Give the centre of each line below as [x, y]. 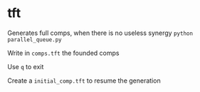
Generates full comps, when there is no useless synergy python [100, 33]
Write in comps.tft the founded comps [63, 53]
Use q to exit [26, 66]
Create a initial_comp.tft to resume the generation [84, 81]
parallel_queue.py [35, 40]
